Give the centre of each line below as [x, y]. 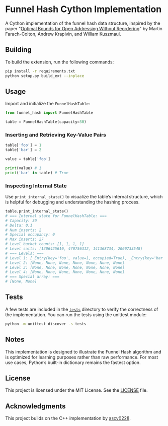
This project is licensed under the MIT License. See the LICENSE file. [76, 390]
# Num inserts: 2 [23, 230]
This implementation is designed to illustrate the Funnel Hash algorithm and [83, 351]
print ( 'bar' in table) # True [37, 173]
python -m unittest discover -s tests [46, 324]
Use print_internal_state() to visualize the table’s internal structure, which [84, 197]
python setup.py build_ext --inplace [45, 76]
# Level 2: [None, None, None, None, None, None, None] [65, 263]
